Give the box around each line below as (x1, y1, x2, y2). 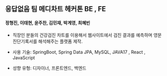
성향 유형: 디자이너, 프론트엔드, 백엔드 (12, 65, 87, 71)
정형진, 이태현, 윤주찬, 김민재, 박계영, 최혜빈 (5, 20, 91, 26)
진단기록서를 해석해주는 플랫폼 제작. (12, 38, 83, 44)
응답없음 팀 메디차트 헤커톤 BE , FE (5, 5, 106, 14)
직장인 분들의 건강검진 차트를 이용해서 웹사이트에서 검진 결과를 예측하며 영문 (12, 32, 162, 38)
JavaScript (12, 54, 35, 60)
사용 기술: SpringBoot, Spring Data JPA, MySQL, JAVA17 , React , (12, 49, 146, 55)
